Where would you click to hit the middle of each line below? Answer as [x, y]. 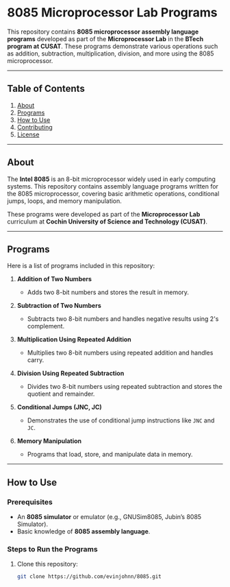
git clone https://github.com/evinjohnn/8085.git [89, 577]
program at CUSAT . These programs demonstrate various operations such [113, 46]
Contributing [35, 127]
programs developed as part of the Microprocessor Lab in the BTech [105, 38]
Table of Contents [46, 89]
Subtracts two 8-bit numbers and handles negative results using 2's [123, 319]
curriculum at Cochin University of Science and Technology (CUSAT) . [107, 221]
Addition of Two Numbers [54, 279]
